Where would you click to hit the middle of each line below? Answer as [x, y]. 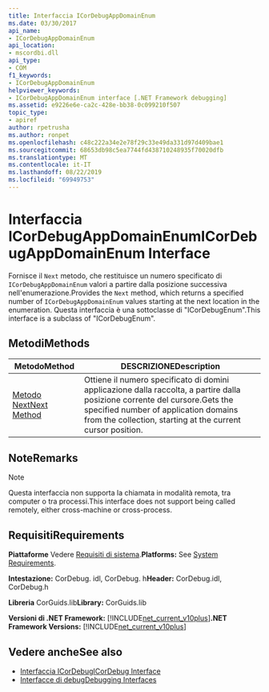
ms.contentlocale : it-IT [50, 165]
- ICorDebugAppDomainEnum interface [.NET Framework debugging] [118, 98]
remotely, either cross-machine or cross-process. [90, 510]
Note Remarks [43, 458]
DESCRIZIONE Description [170, 366]
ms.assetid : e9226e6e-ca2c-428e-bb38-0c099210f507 [94, 105]
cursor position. [113, 430]
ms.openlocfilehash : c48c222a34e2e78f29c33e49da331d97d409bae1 [116, 142]
